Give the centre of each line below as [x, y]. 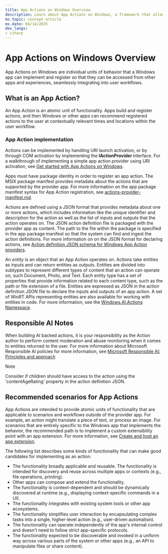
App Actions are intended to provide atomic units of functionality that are [80, 409]
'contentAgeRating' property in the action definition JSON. [65, 381]
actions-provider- [123, 192]
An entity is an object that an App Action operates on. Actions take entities [82, 259]
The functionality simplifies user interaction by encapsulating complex [85, 514]
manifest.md [18, 197]
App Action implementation [39, 140]
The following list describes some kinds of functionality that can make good [83, 451]
